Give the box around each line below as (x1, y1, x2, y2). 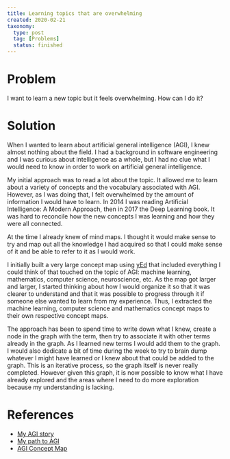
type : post (13, 29, 44, 36)
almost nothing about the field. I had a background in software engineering (7, 148, 218, 156)
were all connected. (7, 219, 63, 227)
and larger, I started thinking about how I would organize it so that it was (7, 282, 211, 290)
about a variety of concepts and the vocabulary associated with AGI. (7, 183, 201, 191)
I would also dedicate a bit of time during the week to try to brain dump (7, 347, 207, 355)
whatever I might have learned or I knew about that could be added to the (7, 353, 214, 362)
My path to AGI (16, 436, 60, 445)
